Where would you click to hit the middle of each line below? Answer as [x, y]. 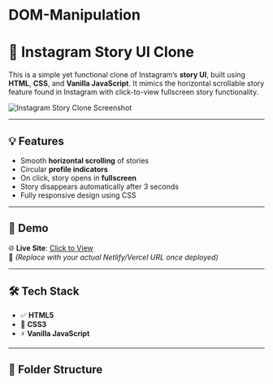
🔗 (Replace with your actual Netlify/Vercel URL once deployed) [114, 257]
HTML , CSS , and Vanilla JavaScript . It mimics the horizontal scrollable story [136, 84]
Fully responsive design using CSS [78, 195]
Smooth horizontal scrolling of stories [84, 160]
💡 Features [37, 141]
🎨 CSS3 [33, 324]
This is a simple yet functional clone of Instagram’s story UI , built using [127, 75]
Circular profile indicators [64, 169]
